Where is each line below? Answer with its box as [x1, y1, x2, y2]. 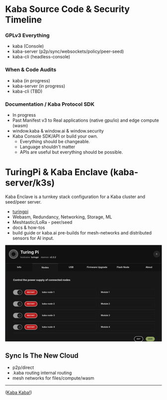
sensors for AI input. [12, 235, 54, 241]
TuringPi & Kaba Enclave [5, 167, 108, 178]
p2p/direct [12, 364, 34, 370]
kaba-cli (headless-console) [12, 54, 71, 60]
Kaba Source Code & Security [5, 3, 130, 15]
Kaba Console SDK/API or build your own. [12, 133, 98, 139]
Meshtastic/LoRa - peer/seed [12, 219, 73, 225]
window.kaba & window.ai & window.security [12, 128, 104, 134]
